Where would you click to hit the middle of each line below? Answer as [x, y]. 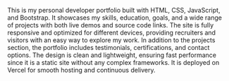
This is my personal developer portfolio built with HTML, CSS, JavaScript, [114, 10]
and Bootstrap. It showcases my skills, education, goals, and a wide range [114, 18]
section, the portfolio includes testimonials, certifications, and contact [109, 48]
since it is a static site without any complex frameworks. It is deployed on [113, 62]
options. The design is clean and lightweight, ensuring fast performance [112, 55]
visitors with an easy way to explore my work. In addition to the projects [111, 40]
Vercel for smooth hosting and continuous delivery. [81, 70]
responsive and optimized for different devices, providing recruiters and [112, 32]
